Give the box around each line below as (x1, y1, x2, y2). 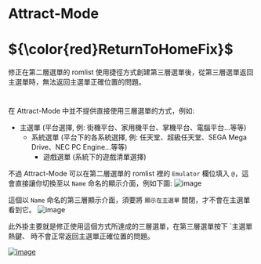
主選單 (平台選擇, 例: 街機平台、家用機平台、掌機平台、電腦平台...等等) (19, 123, 247, 132)
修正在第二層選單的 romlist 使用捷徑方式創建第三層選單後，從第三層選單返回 (8, 67, 254, 77)
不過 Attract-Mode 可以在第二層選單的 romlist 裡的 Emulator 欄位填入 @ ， (8, 169, 242, 179)
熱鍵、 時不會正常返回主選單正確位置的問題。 (8, 232, 154, 241)
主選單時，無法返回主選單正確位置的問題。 (8, 78, 146, 87)
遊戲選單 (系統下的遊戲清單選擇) (42, 152, 147, 161)
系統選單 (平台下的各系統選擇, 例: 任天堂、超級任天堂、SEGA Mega (31, 132, 247, 142)
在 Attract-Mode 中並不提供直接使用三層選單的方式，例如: (8, 107, 195, 116)
